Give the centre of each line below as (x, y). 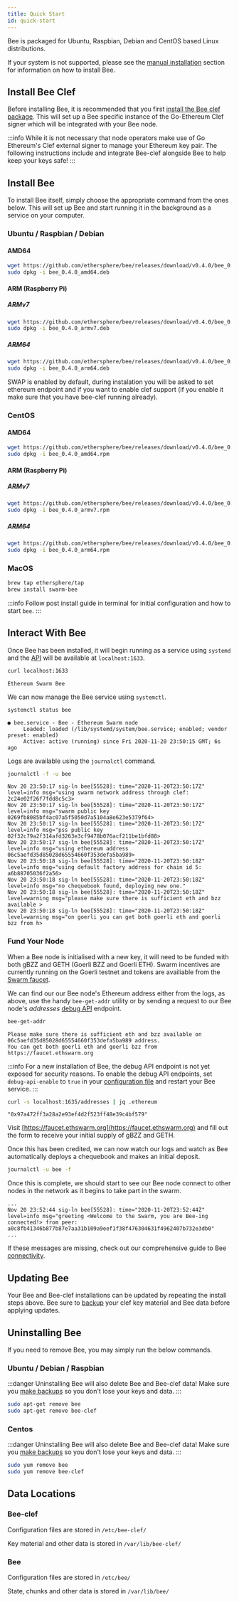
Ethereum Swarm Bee (36, 683)
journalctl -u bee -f (39, 1170)
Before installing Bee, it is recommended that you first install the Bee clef (114, 109)
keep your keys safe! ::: (42, 161)
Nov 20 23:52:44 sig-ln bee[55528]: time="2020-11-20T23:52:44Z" (106, 1210)
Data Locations (42, 1494)
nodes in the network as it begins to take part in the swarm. (95, 1191)
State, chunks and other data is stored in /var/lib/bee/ (88, 1591)
